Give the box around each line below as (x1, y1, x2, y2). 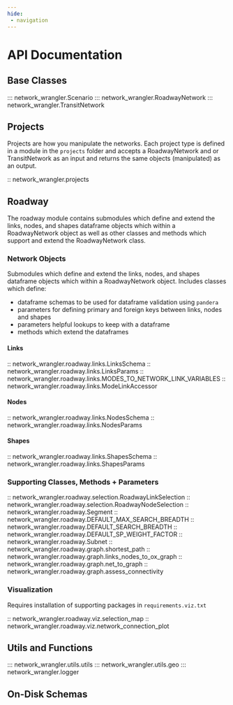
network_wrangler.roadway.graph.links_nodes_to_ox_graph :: (7, 553, 183, 561)
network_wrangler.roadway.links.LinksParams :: (7, 366, 144, 375)
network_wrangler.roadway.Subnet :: (7, 538, 113, 546)
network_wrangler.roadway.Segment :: (7, 508, 119, 516)
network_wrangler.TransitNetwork (7, 101, 105, 109)
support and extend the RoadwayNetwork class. (7, 236, 146, 245)
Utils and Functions (7, 642, 93, 654)
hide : (7, 10, 23, 17)
